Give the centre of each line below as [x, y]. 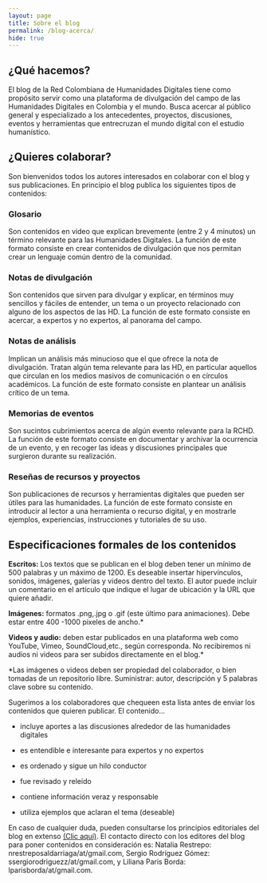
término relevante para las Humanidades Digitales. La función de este [122, 240]
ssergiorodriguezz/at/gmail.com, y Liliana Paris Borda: [97, 862]
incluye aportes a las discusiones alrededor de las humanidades [125, 726]
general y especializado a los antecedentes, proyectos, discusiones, [120, 115]
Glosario [25, 214]
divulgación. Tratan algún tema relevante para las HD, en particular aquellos [133, 367]
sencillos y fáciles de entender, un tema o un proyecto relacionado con [124, 304]
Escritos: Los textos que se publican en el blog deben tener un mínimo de [130, 564]
